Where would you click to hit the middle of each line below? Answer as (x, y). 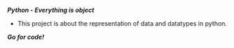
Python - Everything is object (51, 10)
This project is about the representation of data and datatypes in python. (122, 23)
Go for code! (26, 37)
